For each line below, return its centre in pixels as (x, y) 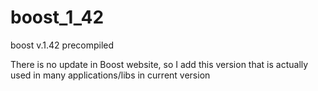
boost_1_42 (57, 17)
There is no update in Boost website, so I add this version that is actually (159, 64)
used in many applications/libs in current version (110, 75)
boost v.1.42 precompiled (62, 45)
